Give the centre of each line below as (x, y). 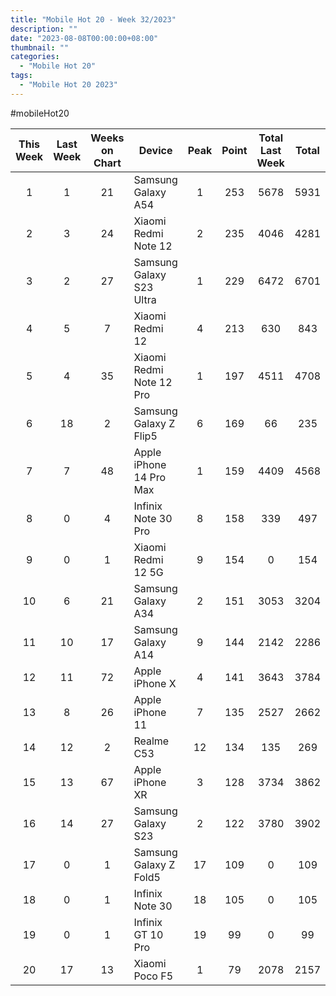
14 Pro (150, 477)
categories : (35, 57)
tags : (21, 76)
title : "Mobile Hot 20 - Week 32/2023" (93, 19)
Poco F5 (153, 976)
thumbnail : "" (40, 47)
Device (155, 150)
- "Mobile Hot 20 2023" (68, 85)
